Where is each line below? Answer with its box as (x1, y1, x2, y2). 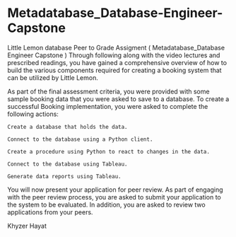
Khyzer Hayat (7, 221, 47, 230)
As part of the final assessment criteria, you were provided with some (7, 87, 210, 96)
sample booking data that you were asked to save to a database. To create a (7, 94, 230, 103)
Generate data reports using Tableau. (7, 173, 122, 180)
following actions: (7, 110, 59, 118)
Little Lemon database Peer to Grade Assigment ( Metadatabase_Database (7, 43, 225, 52)
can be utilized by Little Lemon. (7, 73, 99, 82)
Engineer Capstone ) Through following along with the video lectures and (7, 51, 220, 59)
